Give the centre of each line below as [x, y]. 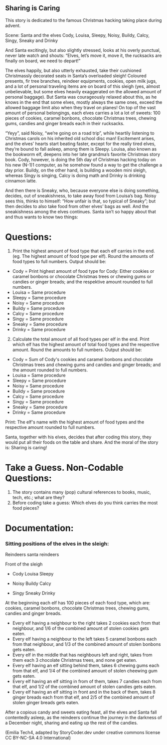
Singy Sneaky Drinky [34, 593]
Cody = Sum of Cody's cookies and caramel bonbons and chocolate [83, 359]
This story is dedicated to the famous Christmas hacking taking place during [83, 20]
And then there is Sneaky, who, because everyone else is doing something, [83, 190]
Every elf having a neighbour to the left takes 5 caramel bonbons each [84, 639]
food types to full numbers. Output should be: [59, 261]
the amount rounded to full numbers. [50, 370]
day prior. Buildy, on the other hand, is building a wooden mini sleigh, [76, 170]
